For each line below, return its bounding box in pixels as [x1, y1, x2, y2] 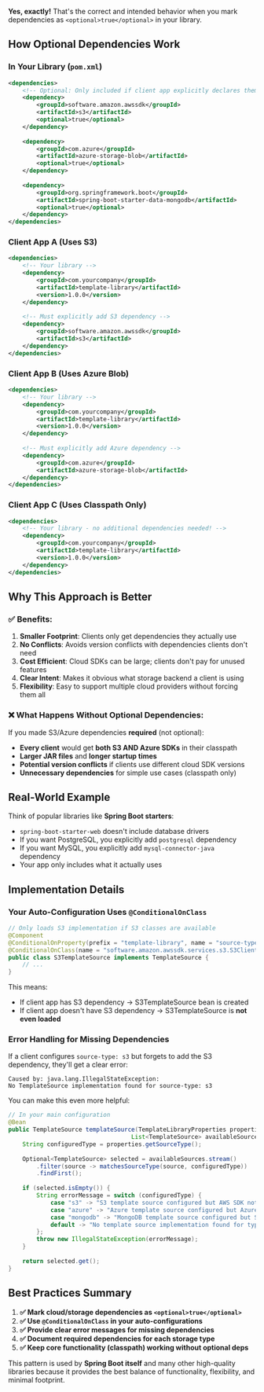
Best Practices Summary [8, 1287, 132, 1300]
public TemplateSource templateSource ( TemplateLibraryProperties [8, 1126, 226, 1134]
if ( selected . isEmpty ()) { [22, 1184, 111, 1192]
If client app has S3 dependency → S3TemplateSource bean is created [19, 997, 249, 1007]
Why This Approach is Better [8, 589, 152, 604]
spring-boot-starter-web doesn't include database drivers [19, 827, 210, 836]
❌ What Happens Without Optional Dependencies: [8, 710, 204, 721]
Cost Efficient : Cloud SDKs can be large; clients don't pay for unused [19, 656, 245, 667]
